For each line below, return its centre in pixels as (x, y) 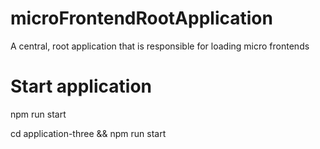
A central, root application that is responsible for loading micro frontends (160, 46)
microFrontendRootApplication (141, 18)
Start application (81, 86)
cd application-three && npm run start (88, 133)
